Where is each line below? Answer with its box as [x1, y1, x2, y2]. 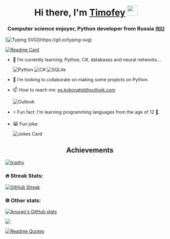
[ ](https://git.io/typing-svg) [5, 36, 92, 43]
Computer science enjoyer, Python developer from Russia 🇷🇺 [7, 25, 165, 32]
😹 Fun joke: [12, 121, 39, 127]
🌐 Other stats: [5, 197, 41, 204]
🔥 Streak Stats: [5, 172, 44, 179]
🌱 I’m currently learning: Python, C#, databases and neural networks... [12, 57, 161, 63]
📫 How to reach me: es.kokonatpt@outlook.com [12, 87, 116, 93]
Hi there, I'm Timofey [34, 7, 125, 19]
